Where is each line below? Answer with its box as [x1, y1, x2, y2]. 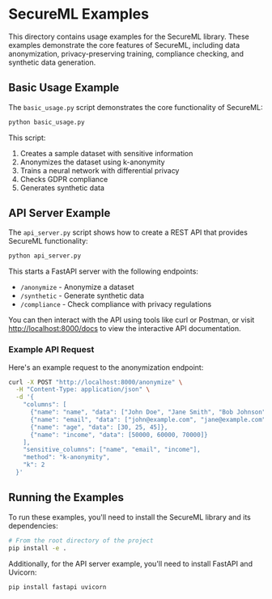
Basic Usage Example [8, 81, 120, 95]
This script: [8, 133, 46, 142]
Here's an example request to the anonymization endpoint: [8, 362, 204, 372]
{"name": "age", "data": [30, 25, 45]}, [29, 423, 168, 431]
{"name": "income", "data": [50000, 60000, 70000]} [29, 431, 208, 439]
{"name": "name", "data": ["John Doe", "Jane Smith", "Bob [29, 408, 233, 417]
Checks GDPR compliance [19, 174, 108, 184]
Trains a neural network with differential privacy [19, 165, 180, 175]
